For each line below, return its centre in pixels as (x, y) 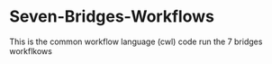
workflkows (31, 50)
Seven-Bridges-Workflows (112, 17)
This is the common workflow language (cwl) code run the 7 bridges (136, 41)
